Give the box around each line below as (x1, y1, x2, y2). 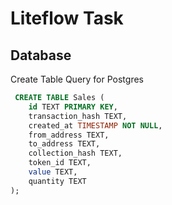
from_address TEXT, (28, 130, 110, 140)
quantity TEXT (28, 176, 87, 186)
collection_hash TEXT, (28, 148, 123, 159)
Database (10, 47, 72, 64)
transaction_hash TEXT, (28, 111, 128, 121)
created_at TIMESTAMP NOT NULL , (28, 120, 163, 131)
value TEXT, (28, 167, 78, 177)
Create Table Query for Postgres (10, 73, 144, 85)
